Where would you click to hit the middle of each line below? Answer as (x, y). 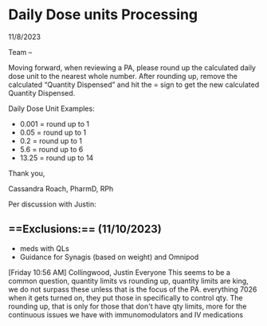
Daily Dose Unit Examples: (51, 108)
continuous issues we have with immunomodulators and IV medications (126, 314)
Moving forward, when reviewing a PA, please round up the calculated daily (132, 67)
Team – (20, 52)
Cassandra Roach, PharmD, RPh (61, 188)
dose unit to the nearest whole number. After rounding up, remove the (123, 76)
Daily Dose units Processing (103, 15)
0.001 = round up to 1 (55, 124)
